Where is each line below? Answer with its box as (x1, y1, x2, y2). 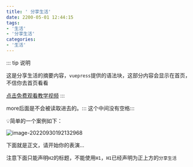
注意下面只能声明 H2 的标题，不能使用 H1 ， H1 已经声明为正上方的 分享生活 (6, 154, 177, 161)
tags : (6, 20, 20, 26)
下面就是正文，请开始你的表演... (6, 141, 85, 149)
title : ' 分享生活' (6, 8, 52, 15)
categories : (6, 36, 36, 42)
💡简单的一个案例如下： (6, 117, 63, 124)
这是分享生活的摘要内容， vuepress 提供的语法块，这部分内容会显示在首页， (6, 72, 191, 79)
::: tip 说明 (6, 59, 31, 66)
